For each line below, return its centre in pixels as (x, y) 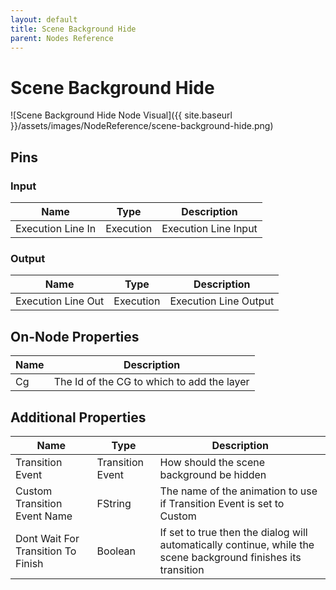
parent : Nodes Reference (62, 38)
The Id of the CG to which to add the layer (151, 382)
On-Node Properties (75, 336)
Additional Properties (78, 417)
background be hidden (213, 474)
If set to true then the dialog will (233, 532)
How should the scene (212, 462)
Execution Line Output (222, 301)
